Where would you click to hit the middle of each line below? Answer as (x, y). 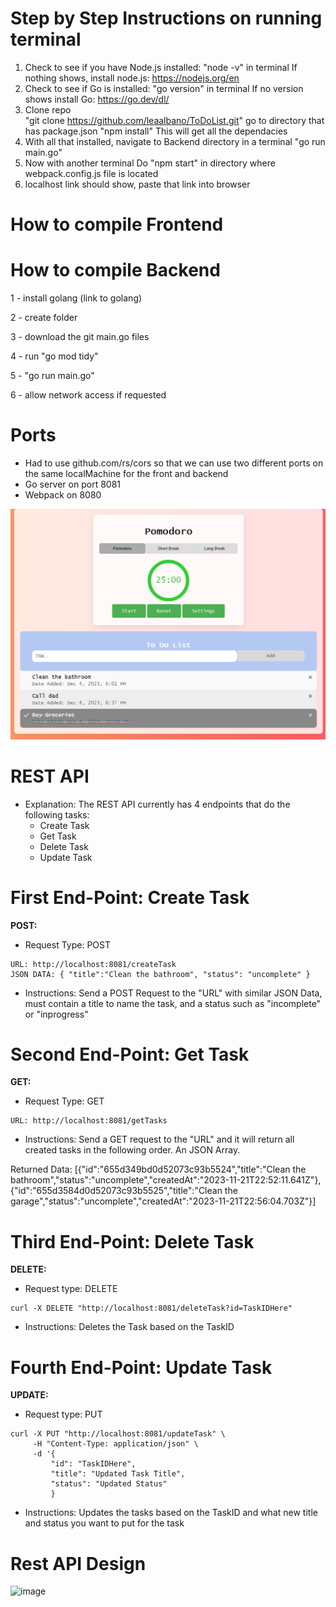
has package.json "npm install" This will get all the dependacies (156, 131)
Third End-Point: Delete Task (132, 1241)
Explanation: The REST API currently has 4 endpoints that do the (157, 804)
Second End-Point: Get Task (130, 1054)
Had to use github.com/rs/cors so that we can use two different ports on (174, 463)
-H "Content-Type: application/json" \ (115, 1444)
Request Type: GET (64, 1101)
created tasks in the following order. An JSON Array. (132, 1150)
